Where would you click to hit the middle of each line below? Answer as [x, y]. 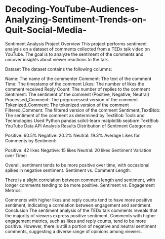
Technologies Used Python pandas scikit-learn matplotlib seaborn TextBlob [82, 120]
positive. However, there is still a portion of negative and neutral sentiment [81, 226]
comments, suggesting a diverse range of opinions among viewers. [74, 231]
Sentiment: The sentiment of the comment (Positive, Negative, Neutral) [77, 94]
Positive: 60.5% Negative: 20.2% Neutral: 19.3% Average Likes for [72, 135]
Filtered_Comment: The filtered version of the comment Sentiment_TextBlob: [83, 110]
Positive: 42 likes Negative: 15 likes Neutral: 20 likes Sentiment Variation [78, 150]
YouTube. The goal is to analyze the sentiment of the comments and [74, 54]
